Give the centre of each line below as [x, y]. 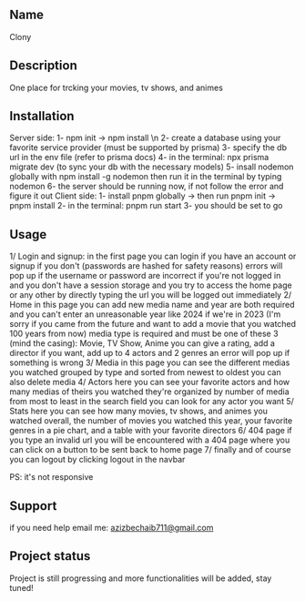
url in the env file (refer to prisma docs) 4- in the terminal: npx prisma [139, 158]
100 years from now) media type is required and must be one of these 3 [144, 334]
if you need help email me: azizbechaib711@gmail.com [112, 528]
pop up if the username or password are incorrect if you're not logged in [145, 276]
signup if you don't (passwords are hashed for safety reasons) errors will [146, 266]
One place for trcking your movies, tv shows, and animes [116, 87]
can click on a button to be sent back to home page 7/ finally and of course [150, 450]
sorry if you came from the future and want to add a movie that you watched [153, 324]
